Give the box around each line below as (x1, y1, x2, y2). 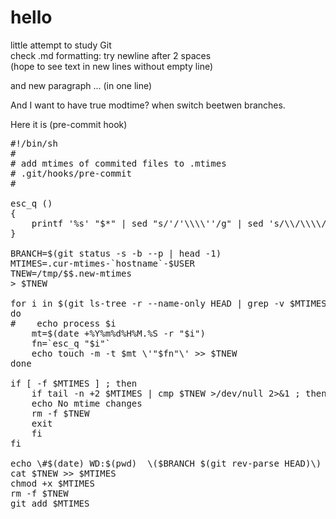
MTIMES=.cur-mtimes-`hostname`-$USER (10, 257, 196, 269)
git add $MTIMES (10, 497, 90, 509)
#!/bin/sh (10, 137, 58, 149)
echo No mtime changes (31, 397, 143, 409)
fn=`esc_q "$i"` (31, 337, 112, 349)
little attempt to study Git (10, 39, 112, 51)
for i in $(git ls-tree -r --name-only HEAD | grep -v (10, 297, 285, 309)
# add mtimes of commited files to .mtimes (10, 157, 227, 169)
